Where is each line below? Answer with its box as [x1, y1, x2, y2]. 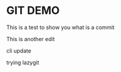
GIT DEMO [6, 4, 60, 18]
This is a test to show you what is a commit [6, 24, 115, 31]
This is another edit [6, 35, 55, 42]
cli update [6, 47, 32, 54]
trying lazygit [6, 59, 40, 66]
